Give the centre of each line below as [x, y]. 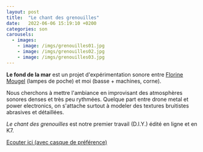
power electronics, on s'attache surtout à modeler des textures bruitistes [98, 105]
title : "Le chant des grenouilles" [53, 18]
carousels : [20, 35]
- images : [24, 40]
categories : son [27, 29]
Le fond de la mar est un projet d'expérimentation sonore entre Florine [95, 74]
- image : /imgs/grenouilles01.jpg [61, 46]
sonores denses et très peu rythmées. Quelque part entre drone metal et [98, 99]
